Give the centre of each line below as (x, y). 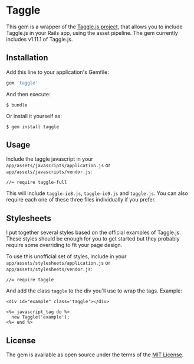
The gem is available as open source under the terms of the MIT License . (95, 355)
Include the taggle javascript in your (50, 159)
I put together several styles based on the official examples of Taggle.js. (93, 233)
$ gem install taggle (33, 127)
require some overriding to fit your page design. (64, 245)
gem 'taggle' (22, 83)
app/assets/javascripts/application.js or (58, 165)
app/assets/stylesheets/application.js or (58, 263)
